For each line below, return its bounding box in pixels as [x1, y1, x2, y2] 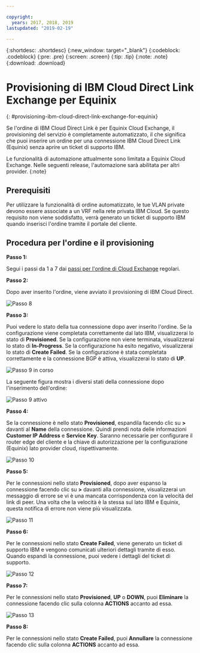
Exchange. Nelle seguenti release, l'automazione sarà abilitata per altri [6, 162, 180, 169]
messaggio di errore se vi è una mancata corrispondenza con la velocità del [6, 492, 193, 499]
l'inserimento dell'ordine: [6, 384, 68, 391]
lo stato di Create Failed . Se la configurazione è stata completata [6, 348, 166, 356]
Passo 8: [6, 623, 29, 630]
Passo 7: [6, 582, 28, 589]
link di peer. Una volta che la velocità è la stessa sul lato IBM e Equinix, [6, 498, 180, 506]
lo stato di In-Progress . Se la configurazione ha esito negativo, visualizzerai [6, 342, 193, 349]
